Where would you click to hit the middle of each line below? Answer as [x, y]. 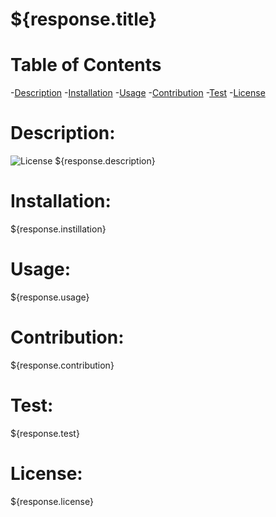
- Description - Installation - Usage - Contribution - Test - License [138, 93]
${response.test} [45, 433]
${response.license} [52, 501]
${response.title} [84, 19]
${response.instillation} [58, 229]
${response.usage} [50, 297]
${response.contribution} [62, 365]
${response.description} [105, 161]
